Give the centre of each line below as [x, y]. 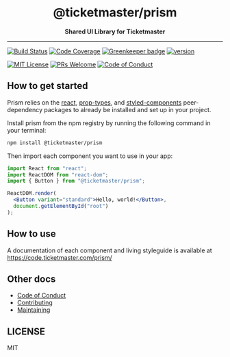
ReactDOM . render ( [32, 194]
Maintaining [34, 310]
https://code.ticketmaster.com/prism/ [60, 257]
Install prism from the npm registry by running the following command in [109, 123]
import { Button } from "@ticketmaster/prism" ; [76, 181]
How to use [31, 234]
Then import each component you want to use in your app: [90, 156]
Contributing [35, 303]
